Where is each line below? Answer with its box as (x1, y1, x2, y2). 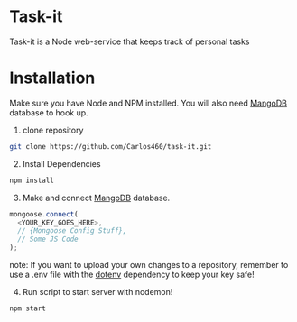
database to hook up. (9, 106, 88, 118)
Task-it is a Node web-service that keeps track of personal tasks (9, 36, 250, 47)
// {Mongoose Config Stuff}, (17, 226, 127, 235)
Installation (9, 68, 96, 88)
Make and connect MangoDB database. (22, 192, 171, 203)
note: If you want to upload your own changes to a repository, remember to (9, 260, 289, 270)
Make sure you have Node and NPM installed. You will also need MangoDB (9, 97, 287, 108)
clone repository (22, 124, 84, 135)
